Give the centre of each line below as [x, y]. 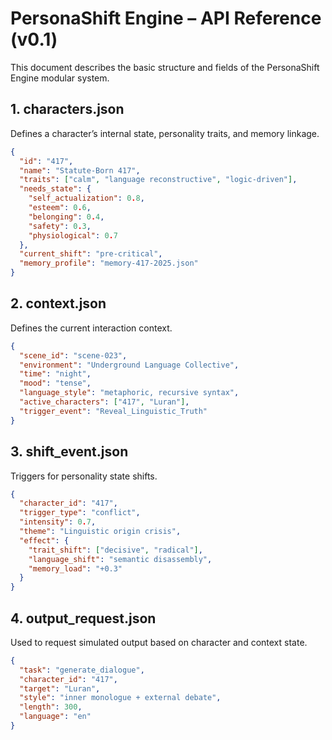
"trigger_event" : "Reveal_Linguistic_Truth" [113, 411]
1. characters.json [67, 109]
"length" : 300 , [51, 707]
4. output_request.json [83, 618]
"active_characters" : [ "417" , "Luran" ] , [104, 402]
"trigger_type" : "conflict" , [80, 513]
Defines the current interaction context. [91, 328]
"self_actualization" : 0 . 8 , [86, 198]
